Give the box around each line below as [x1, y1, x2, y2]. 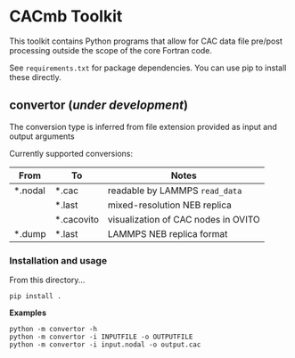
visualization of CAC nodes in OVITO [107, 213, 260, 225]
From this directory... [9, 274, 86, 286]
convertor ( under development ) [9, 98, 189, 113]
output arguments [9, 131, 75, 142]
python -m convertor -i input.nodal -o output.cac [9, 340, 201, 349]
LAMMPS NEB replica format [107, 227, 228, 240]
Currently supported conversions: [9, 148, 134, 159]
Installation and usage [9, 254, 108, 266]
